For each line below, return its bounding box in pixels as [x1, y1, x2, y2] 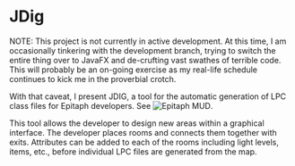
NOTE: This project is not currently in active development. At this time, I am [9, 36, 287, 46]
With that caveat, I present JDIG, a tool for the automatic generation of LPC [9, 91, 287, 102]
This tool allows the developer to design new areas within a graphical [9, 118, 265, 129]
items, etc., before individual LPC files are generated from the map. [9, 145, 257, 157]
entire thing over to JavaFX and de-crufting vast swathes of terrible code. [9, 54, 282, 65]
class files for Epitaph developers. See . [9, 100, 213, 111]
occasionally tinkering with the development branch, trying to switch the [9, 45, 276, 55]
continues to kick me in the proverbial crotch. [9, 73, 177, 84]
